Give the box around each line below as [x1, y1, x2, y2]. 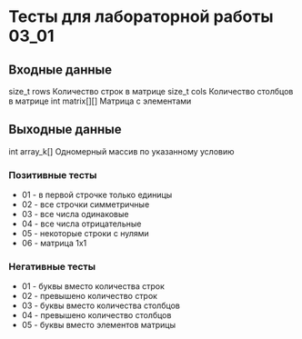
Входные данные [8, 62, 113, 77]
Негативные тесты [8, 261, 96, 274]
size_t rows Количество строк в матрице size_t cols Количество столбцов [8, 86, 294, 96]
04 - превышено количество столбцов [21, 310, 172, 321]
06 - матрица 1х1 [21, 238, 87, 249]
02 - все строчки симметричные [21, 199, 150, 210]
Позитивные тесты [8, 168, 97, 181]
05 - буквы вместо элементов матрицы [21, 320, 176, 331]
